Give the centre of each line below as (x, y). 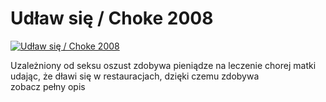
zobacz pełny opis (48, 86)
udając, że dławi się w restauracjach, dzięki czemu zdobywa (135, 76)
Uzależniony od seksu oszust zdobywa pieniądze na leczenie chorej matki (163, 65)
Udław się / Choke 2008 (112, 18)
